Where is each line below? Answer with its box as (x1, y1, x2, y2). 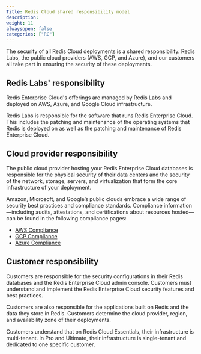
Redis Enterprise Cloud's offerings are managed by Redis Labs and (6, 94, 172, 101)
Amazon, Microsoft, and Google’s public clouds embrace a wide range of (6, 195, 187, 202)
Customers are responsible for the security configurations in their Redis (6, 272, 183, 280)
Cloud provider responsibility (6, 149, 118, 159)
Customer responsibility (6, 256, 99, 267)
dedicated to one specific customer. (6, 341, 95, 348)
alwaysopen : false (6, 25, 52, 32)
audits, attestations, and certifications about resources (35, 208, 171, 216)
